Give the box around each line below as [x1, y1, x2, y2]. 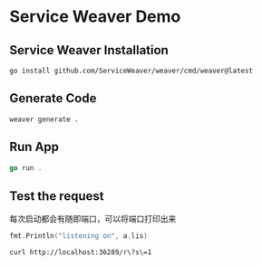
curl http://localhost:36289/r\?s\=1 [9, 248, 152, 257]
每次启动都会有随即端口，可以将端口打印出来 [9, 214, 177, 224]
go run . [9, 163, 43, 173]
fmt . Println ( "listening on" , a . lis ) [9, 232, 148, 241]
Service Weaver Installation [9, 43, 170, 58]
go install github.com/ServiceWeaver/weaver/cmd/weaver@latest [9, 66, 254, 75]
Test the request [9, 188, 104, 204]
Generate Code [9, 90, 97, 106]
